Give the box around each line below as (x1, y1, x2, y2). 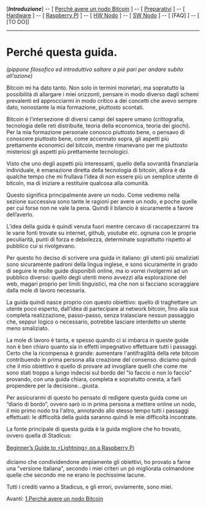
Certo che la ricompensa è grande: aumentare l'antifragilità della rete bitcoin (6, 349, 199, 357)
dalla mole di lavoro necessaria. (6, 286, 86, 294)
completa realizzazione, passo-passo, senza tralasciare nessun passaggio (6, 311, 195, 319)
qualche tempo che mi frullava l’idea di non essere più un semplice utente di (6, 173, 199, 180)
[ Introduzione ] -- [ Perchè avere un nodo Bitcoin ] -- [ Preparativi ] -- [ (6, 6, 185, 12)
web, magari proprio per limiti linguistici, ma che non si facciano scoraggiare (6, 280, 199, 287)
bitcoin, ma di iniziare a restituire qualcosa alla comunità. (6, 179, 150, 186)
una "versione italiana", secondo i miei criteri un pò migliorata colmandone (6, 464, 194, 472)
